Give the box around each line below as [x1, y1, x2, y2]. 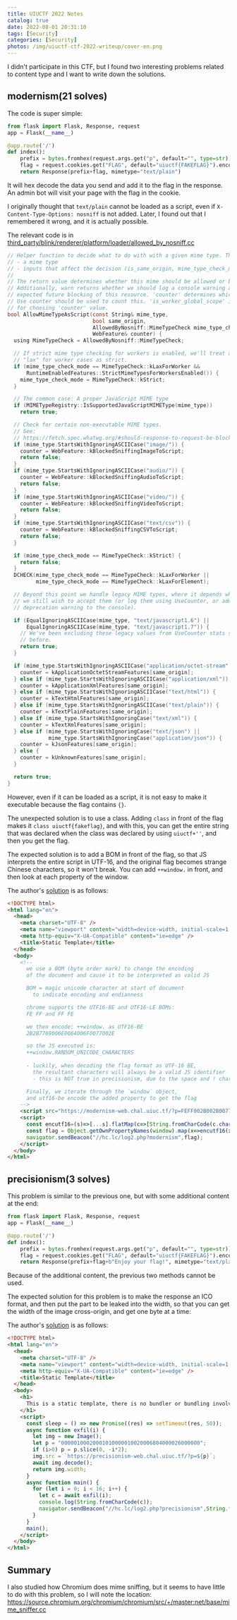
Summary [7, 1564, 51, 1576]
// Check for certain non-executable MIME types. [13, 421, 162, 429]
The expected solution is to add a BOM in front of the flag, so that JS [7, 850, 207, 858]
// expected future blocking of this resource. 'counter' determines [7, 291, 217, 298]
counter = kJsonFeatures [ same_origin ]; [20, 741, 138, 748]
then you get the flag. [7, 836, 70, 845]
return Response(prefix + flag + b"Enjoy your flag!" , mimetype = [20, 1258, 203, 1266]
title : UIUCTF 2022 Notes [7, 10, 83, 18]
